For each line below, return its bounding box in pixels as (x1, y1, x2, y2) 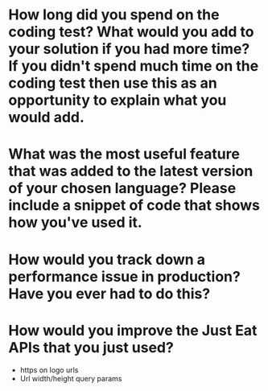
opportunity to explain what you (8, 91, 227, 109)
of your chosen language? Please (8, 179, 237, 198)
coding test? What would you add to (8, 23, 254, 41)
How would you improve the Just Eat (8, 321, 258, 340)
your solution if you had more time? (8, 40, 250, 58)
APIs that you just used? (8, 338, 175, 356)
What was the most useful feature (8, 145, 240, 163)
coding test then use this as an (8, 74, 217, 93)
